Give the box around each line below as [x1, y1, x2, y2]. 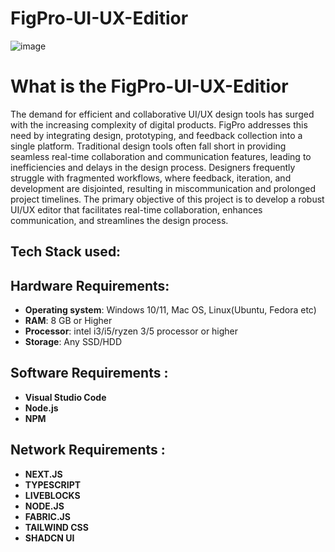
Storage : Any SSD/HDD [24, 336, 123, 348]
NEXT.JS [24, 468, 63, 480]
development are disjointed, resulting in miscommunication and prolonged [10, 182, 317, 194]
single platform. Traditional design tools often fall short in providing [10, 140, 287, 152]
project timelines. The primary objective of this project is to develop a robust [10, 193, 325, 205]
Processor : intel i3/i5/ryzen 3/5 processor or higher [24, 325, 239, 337]
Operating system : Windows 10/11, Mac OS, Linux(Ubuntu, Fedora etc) [24, 304, 317, 316]
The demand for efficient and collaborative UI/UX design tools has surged [10, 108, 315, 120]
